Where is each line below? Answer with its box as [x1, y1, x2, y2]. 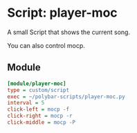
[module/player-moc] [7, 80, 67, 87]
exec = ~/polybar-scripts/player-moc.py [7, 93, 126, 100]
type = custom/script [7, 86, 70, 93]
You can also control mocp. [7, 41, 85, 49]
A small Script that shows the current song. [7, 28, 130, 36]
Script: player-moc [7, 5, 118, 21]
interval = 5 [7, 100, 45, 107]
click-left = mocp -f [7, 106, 70, 113]
